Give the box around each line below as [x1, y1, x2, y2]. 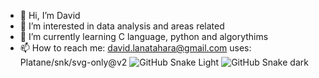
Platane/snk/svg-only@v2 [19, 56, 128, 68]
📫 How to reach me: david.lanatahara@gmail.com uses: [19, 42, 252, 54]
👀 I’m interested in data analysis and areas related [19, 20, 225, 32]
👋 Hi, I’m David [19, 10, 81, 21]
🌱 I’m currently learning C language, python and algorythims [19, 31, 269, 42]
